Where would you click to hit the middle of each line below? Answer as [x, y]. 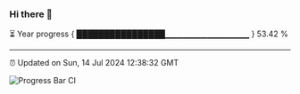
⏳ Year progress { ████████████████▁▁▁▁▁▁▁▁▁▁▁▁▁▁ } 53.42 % [149, 34]
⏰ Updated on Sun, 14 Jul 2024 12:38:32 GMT [94, 63]
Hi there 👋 [31, 14]
